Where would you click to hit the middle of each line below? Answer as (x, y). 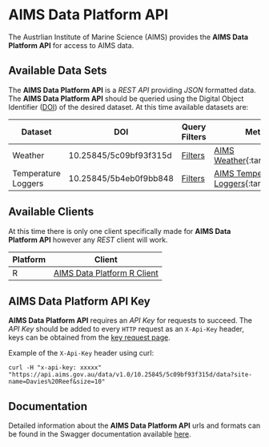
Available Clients (51, 212)
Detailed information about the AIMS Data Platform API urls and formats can (134, 425)
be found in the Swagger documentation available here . (100, 434)
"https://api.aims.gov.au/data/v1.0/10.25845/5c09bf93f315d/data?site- (130, 375)
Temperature (37, 173)
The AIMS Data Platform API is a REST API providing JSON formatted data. (132, 90)
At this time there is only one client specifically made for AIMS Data (120, 231)
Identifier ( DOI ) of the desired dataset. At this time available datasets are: (128, 107)
